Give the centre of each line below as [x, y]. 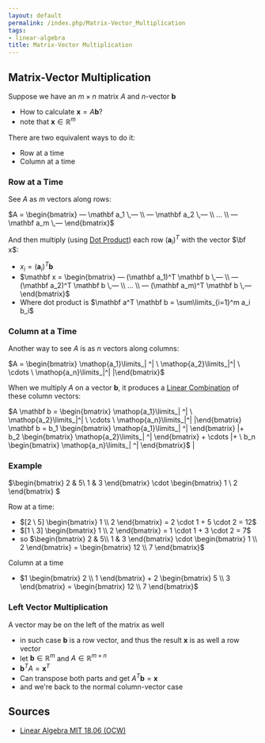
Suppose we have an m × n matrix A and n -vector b [92, 96]
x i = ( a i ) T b [36, 267]
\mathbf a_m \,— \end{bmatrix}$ [61, 222]
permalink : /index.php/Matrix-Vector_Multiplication [97, 23]
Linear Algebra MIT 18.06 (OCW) [73, 730]
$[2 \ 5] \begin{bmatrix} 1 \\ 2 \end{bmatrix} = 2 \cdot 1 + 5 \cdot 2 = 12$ [138, 522]
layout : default [35, 15]
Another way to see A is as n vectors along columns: [94, 348]
